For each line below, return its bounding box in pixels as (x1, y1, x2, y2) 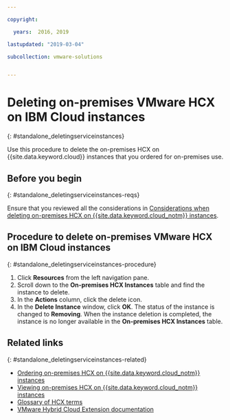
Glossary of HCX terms (16, 397, 83, 406)
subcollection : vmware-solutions (7, 53, 103, 60)
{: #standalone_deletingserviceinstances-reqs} (7, 191, 140, 199)
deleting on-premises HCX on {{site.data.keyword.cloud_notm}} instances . (7, 211, 219, 220)
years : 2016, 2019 (13, 28, 69, 35)
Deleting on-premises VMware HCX (7, 95, 216, 110)
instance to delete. (16, 288, 70, 296)
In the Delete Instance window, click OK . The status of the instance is (16, 303, 215, 311)
